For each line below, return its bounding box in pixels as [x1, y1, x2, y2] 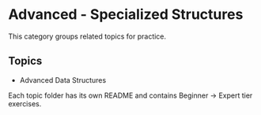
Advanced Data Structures [19, 75, 107, 84]
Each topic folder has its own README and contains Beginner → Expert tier [8, 91, 253, 100]
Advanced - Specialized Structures [8, 6, 244, 24]
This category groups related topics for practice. [8, 32, 167, 41]
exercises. [8, 98, 42, 108]
